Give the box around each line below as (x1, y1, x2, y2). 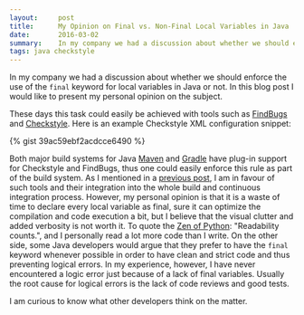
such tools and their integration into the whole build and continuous (9, 182, 261, 193)
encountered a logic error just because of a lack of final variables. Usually (9, 269, 285, 280)
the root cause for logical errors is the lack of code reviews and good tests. (9, 278, 290, 290)
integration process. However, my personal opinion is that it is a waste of (9, 192, 280, 203)
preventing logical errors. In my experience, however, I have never (9, 259, 256, 270)
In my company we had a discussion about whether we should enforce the (9, 72, 288, 82)
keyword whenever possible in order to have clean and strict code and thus (9, 250, 290, 261)
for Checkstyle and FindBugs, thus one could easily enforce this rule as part (9, 163, 293, 174)
